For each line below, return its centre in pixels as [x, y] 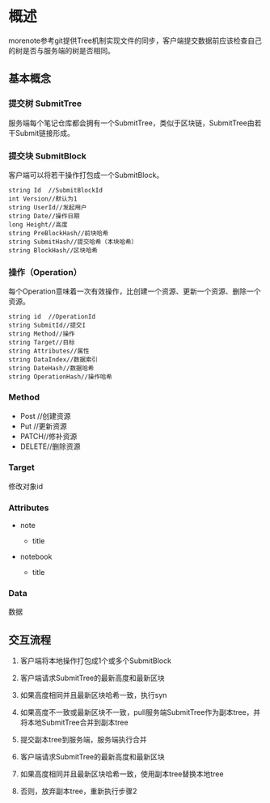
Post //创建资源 [45, 416]
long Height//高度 [38, 224]
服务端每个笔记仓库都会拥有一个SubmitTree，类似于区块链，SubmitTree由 [131, 123]
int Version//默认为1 [43, 199]
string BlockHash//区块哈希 [53, 250]
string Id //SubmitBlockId [56, 190]
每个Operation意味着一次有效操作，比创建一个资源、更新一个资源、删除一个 [135, 291]
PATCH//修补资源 [49, 436]
